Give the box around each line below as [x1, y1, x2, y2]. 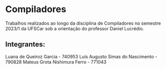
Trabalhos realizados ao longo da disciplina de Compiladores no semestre [5, 20, 161, 26]
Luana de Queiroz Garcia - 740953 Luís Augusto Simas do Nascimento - [5, 53, 157, 59]
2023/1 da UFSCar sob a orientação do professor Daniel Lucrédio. [5, 25, 145, 31]
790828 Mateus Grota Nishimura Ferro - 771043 [5, 59, 107, 65]
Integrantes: [5, 40, 45, 49]
